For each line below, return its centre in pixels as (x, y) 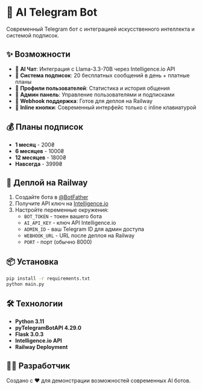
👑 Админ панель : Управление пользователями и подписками (95, 94)
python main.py (25, 285)
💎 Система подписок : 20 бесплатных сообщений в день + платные (102, 75)
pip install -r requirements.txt (48, 279)
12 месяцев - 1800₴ (40, 157)
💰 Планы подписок (45, 127)
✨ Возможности (38, 55)
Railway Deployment (41, 347)
